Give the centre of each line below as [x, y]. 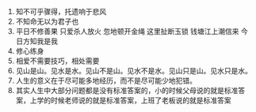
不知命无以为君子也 [47, 21]
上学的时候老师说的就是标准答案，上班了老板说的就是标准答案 [130, 100]
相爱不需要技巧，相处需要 [57, 61]
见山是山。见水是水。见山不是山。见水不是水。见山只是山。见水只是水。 [134, 71]
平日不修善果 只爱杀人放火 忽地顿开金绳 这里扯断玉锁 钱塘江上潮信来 [127, 31]
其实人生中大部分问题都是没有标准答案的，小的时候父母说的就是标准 [127, 90]
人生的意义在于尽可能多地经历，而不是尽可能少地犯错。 [106, 80]
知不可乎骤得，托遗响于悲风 [61, 11]
